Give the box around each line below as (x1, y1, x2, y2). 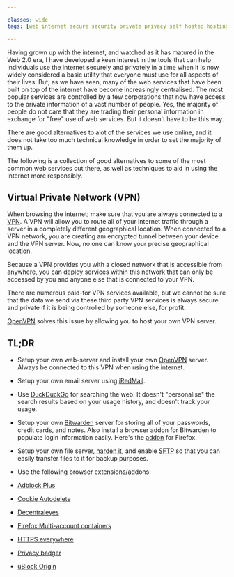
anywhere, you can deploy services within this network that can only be (7, 268, 214, 276)
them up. (7, 143, 33, 151)
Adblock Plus (17, 482, 56, 490)
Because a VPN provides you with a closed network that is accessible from (7, 261, 223, 269)
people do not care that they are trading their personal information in (7, 107, 204, 116)
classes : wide (7, 16, 49, 23)
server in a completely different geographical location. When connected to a (7, 224, 226, 233)
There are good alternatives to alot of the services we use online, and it (7, 128, 212, 137)
